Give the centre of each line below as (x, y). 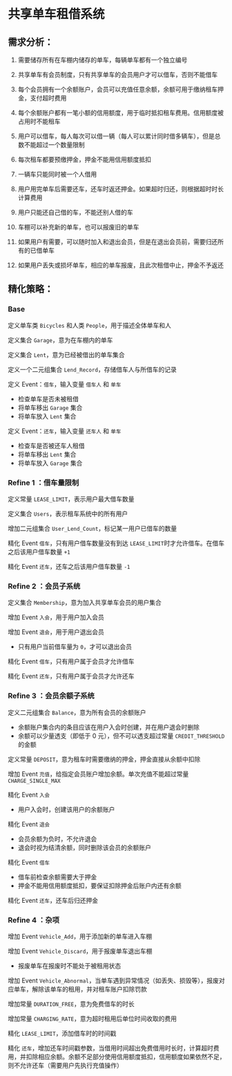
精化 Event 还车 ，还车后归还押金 (53, 900)
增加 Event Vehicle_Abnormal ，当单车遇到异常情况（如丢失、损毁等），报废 (114, 980)
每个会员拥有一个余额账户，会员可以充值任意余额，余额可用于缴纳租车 (118, 89)
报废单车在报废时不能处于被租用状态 (69, 965)
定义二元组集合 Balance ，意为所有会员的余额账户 (77, 712)
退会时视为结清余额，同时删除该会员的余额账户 (84, 847)
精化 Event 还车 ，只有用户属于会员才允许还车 (71, 676)
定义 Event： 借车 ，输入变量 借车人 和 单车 (65, 384)
